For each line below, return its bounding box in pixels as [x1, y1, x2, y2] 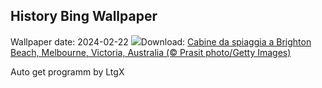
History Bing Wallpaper [10, 8, 158, 25]
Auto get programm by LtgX [10, 65, 125, 78]
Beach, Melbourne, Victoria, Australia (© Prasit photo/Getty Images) [10, 46, 292, 58]
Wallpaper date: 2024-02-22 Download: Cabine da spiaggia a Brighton [10, 35, 312, 48]
